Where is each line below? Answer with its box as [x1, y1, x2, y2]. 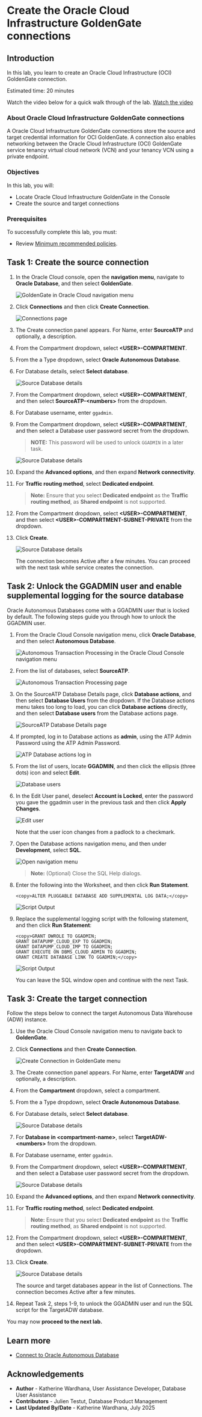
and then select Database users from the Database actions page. [15, 709, 179, 717]
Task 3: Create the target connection [7, 993, 147, 1004]
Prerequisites [7, 215, 47, 223]
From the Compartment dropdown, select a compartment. [15, 1087, 161, 1094]
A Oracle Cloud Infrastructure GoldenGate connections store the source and [7, 127, 195, 135]
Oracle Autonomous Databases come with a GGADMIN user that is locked [7, 607, 190, 614]
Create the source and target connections [15, 200, 120, 207]
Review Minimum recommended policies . [15, 240, 118, 247]
